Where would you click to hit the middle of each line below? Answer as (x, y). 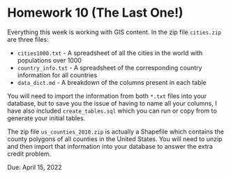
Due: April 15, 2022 (35, 167)
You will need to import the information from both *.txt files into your (107, 96)
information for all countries (57, 75)
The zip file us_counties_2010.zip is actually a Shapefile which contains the (116, 131)
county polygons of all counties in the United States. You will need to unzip (115, 139)
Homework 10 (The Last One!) (95, 13)
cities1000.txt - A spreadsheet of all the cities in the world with (110, 53)
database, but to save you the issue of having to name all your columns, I (112, 103)
